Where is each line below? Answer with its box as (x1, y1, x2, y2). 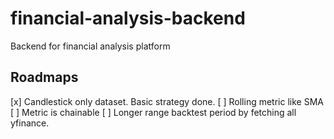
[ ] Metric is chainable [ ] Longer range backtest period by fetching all (10, 106, 297, 118)
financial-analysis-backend (10, 7, 246, 30)
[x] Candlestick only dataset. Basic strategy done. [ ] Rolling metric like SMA (10, 95, 324, 107)
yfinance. (10, 117, 50, 129)
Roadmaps (10, 69, 79, 86)
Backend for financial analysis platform (10, 40, 171, 52)
